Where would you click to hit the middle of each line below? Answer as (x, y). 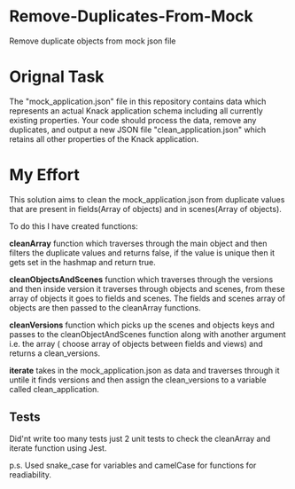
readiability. (30, 474)
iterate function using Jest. (58, 448)
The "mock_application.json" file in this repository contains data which (138, 101)
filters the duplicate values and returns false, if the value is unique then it (142, 252)
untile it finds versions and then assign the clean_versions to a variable (138, 380)
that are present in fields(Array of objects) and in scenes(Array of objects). (145, 209)
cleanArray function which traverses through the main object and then (138, 243)
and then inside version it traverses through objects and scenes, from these (147, 288)
